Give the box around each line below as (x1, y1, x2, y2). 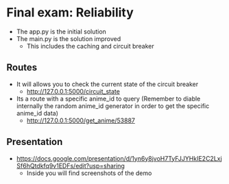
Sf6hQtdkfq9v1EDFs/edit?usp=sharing (16, 161, 125, 170)
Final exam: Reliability (6, 5, 134, 21)
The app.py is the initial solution (16, 27, 107, 36)
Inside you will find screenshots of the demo (26, 169, 152, 177)
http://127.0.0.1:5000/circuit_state (26, 87, 121, 95)
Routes (6, 62, 38, 73)
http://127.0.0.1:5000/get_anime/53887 (26, 116, 135, 124)
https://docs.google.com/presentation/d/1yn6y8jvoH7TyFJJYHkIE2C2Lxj (16, 154, 222, 162)
